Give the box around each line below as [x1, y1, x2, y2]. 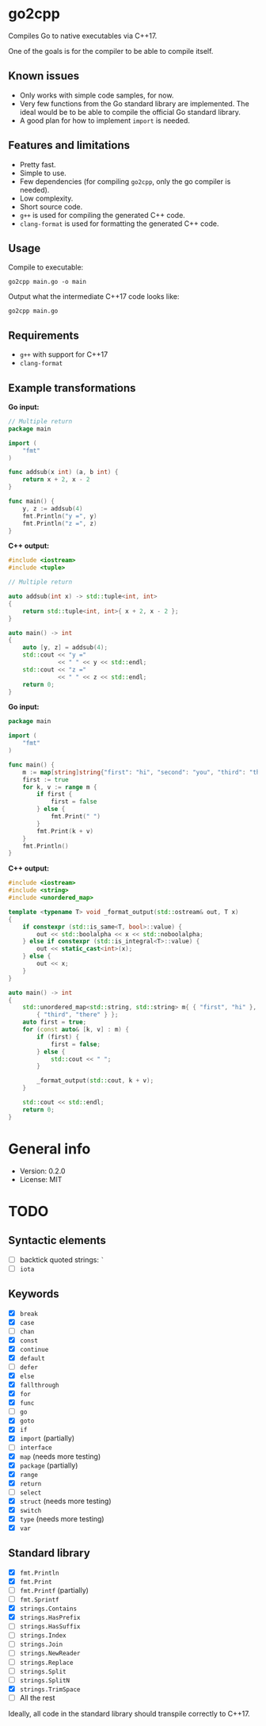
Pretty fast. [19, 159, 57, 169]
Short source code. [19, 201, 83, 211]
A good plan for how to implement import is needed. [19, 116, 190, 125]
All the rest [19, 1693, 55, 1702]
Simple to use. [19, 168, 67, 178]
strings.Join [19, 1640, 63, 1649]
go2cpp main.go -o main [8, 278, 87, 286]
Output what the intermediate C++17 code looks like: [8, 292, 180, 301]
